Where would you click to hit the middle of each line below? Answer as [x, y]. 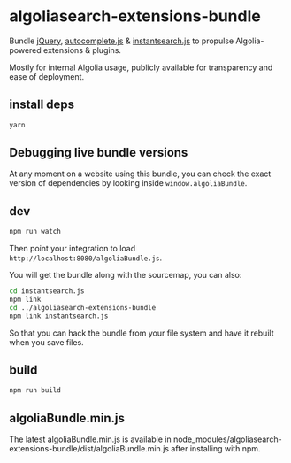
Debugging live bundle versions [99, 153]
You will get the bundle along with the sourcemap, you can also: [126, 275]
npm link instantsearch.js [59, 316]
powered [25, 50]
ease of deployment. [47, 76]
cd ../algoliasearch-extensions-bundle [83, 307]
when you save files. [46, 342]
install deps [42, 105]
